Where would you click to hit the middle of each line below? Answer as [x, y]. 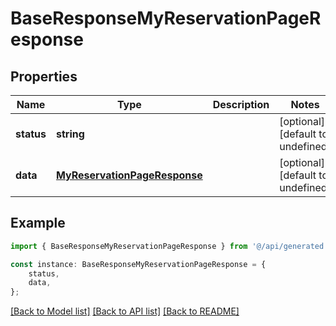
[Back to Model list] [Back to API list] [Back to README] [125, 311]
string [70, 134]
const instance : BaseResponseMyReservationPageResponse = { [138, 264]
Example [38, 223]
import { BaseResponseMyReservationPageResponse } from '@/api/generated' [169, 246]
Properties [44, 76]
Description [241, 104]
